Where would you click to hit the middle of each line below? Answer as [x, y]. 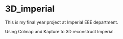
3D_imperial [30, 9]
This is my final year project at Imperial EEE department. [62, 22]
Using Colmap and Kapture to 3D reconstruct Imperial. [60, 31]
